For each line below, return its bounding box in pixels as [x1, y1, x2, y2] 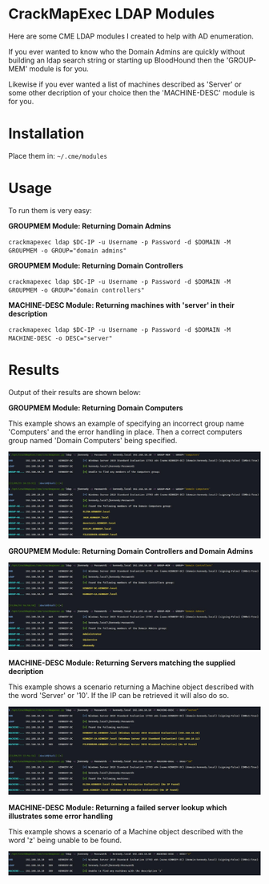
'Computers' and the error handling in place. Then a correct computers [8, 426, 243, 437]
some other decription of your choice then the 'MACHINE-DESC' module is [8, 87, 255, 97]
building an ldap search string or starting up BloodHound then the [8, 55, 225, 65]
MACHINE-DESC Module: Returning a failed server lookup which [8, 802, 227, 812]
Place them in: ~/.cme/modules [8, 151, 108, 160]
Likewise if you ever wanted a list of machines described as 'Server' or [8, 79, 242, 89]
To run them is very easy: [8, 205, 92, 215]
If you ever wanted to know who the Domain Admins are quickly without [8, 46, 246, 56]
